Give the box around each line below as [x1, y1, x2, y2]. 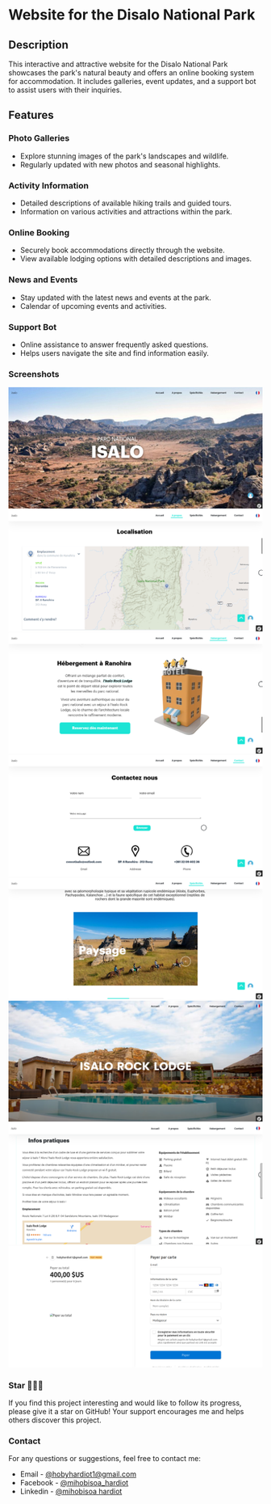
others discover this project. [8, 1415, 102, 1425]
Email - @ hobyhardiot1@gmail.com [19, 1469, 137, 1479]
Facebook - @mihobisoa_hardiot [19, 1478, 129, 1488]
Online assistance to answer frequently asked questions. [19, 340, 209, 349]
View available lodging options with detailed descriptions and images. [19, 254, 252, 264]
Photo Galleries [8, 133, 70, 144]
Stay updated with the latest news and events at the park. [19, 293, 212, 302]
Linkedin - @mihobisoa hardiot [19, 1486, 123, 1497]
